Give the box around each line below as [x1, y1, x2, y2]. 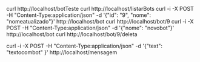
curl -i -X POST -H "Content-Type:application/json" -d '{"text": [6, 42, 162, 49]
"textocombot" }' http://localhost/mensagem [6, 49, 118, 56]
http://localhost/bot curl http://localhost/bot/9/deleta [6, 31, 138, 38]
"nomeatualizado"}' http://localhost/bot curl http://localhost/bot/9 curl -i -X [6, 18, 194, 25]
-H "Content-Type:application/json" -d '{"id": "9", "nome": [6, 11, 152, 19]
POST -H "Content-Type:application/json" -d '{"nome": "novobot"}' [6, 24, 175, 31]
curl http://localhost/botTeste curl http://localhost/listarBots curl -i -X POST [6, 5, 194, 12]
